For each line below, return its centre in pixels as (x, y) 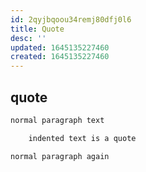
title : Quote (37, 29)
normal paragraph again (60, 156)
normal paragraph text (57, 120)
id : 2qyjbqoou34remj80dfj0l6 (71, 19)
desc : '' (28, 38)
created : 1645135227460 (60, 57)
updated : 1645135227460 (60, 47)
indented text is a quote (82, 138)
